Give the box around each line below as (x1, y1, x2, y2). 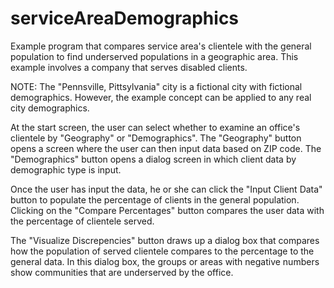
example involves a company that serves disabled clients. (10, 61, 248, 73)
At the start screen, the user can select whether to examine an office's (10, 121, 301, 133)
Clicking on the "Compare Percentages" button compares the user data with (10, 204, 325, 216)
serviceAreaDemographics (10, 7, 240, 30)
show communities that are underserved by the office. (10, 266, 234, 278)
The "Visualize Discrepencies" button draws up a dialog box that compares (10, 234, 320, 246)
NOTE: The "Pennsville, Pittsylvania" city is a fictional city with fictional (10, 80, 303, 92)
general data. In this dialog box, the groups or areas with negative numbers (10, 255, 320, 267)
